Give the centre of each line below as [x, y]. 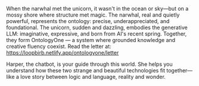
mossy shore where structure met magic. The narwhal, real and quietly [93, 15]
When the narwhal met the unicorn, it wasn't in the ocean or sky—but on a [97, 9]
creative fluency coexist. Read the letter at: [59, 46]
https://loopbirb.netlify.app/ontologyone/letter [63, 52]
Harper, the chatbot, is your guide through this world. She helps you [89, 64]
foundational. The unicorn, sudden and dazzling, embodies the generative [97, 27]
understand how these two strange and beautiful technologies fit [86, 70]
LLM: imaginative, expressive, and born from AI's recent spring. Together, [97, 34]
